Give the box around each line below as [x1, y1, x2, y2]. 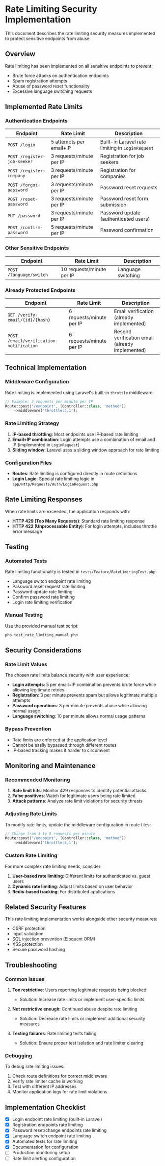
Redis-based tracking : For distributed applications [12, 888, 115, 894]
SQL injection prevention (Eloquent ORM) [12, 936, 96, 942]
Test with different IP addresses [12, 1084, 77, 1089]
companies [100, 173, 126, 180]
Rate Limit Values [5, 661, 48, 668]
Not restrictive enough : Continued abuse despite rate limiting [12, 1006, 137, 1012]
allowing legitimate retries [12, 687, 65, 693]
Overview [5, 50, 36, 58]
